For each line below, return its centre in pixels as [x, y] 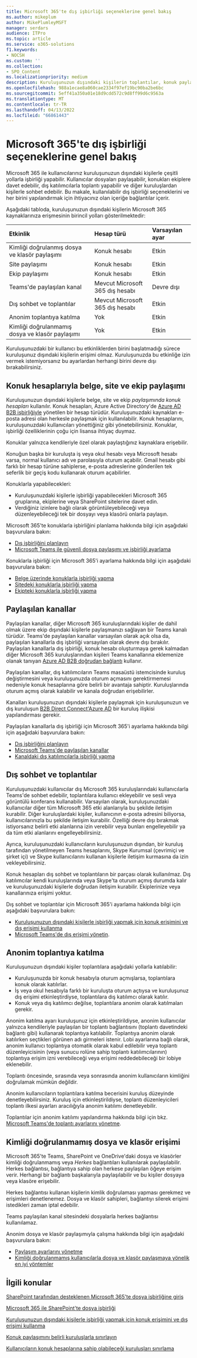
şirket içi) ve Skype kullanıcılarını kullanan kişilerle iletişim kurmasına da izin [97, 856]
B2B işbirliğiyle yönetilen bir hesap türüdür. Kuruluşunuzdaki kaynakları [92, 412]
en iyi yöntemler [34, 1264]
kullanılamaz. [22, 1223]
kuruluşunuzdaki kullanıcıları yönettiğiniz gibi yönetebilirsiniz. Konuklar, [92, 425]
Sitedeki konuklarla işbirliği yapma [56, 584]
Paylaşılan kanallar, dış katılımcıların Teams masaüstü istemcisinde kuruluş [96, 672]
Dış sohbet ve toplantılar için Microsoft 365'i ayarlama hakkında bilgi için [93, 904]
